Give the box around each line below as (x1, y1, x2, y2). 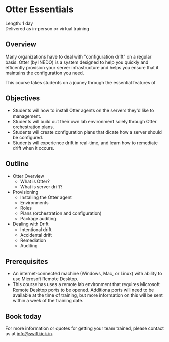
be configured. (12, 134, 44, 140)
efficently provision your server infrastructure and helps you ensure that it (5, 64, 159, 70)
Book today (5, 312, 42, 321)
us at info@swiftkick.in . (5, 331, 54, 336)
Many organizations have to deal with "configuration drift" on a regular (5, 53, 152, 60)
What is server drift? (20, 184, 63, 190)
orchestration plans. (12, 124, 54, 130)
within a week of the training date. (12, 298, 84, 304)
